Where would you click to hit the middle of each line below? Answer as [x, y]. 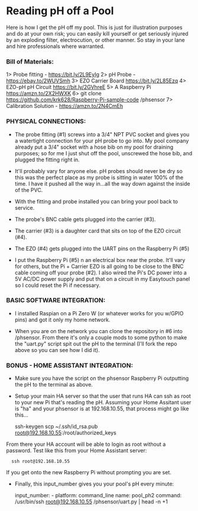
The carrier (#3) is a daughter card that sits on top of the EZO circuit [98, 231]
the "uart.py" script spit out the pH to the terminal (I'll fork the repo [96, 344]
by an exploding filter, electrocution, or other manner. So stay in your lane [95, 40]
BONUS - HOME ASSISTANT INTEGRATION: [70, 365]
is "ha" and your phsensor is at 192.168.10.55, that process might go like [102, 409]
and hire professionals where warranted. [56, 46]
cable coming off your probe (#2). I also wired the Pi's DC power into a [101, 272]
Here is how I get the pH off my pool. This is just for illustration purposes [94, 27]
